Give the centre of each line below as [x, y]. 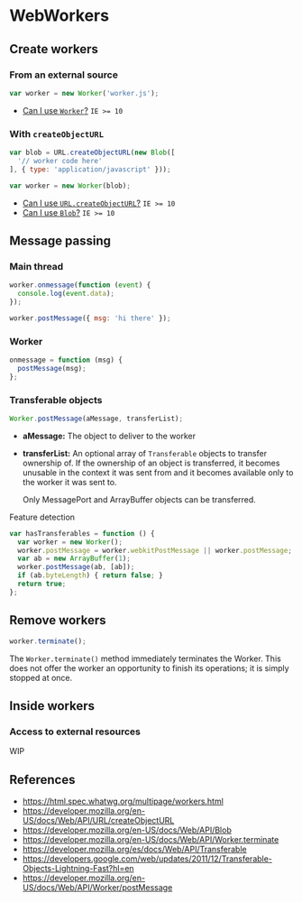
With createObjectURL [57, 133]
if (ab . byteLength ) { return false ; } [91, 575]
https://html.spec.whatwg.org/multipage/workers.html [123, 801]
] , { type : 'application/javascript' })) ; [90, 169]
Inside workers [52, 706]
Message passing [60, 240]
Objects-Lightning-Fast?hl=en [78, 869]
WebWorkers [59, 16]
